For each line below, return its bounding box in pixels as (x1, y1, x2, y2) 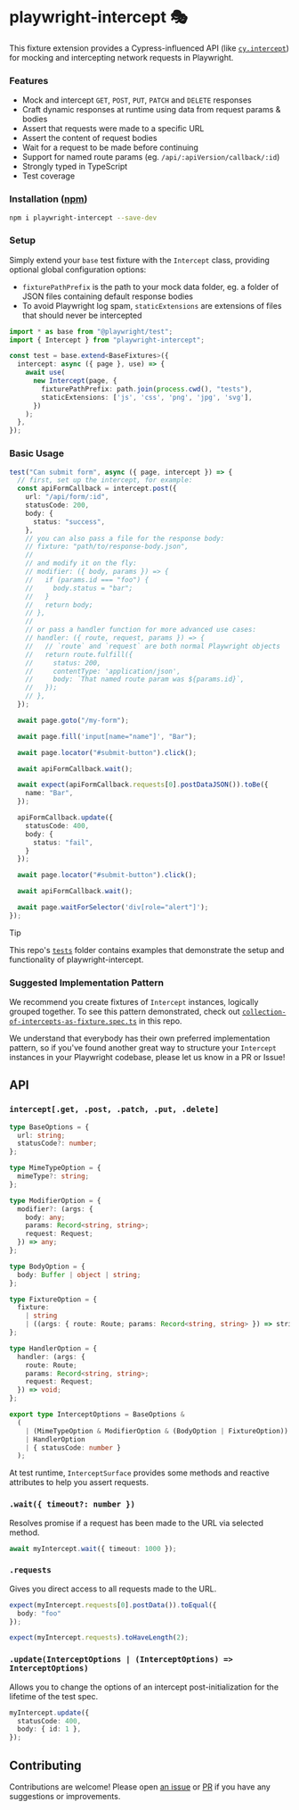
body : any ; (25, 1213, 66, 1222)
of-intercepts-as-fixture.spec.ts (9, 1017, 138, 1026)
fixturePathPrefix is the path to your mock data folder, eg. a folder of (21, 281, 279, 292)
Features (9, 74, 49, 87)
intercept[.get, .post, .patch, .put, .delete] (9, 1104, 220, 1115)
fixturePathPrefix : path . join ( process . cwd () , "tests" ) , (41, 385, 253, 394)
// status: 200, (25, 658, 101, 668)
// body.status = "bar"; (25, 584, 133, 593)
